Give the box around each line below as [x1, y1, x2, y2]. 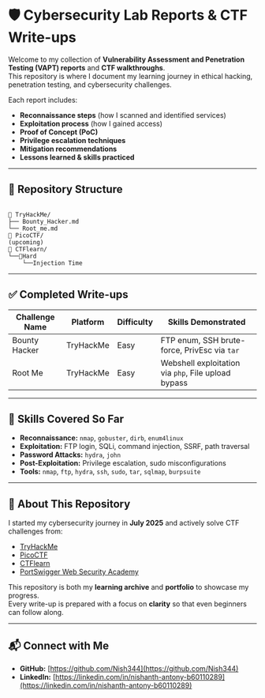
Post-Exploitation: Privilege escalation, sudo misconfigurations [19, 458, 226, 468]
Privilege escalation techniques [19, 135, 126, 145]
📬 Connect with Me [8, 639, 109, 652]
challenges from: [8, 526, 63, 536]
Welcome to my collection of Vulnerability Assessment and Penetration [8, 55, 245, 64]
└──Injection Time [22, 258, 83, 267]
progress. [8, 590, 39, 601]
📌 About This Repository [8, 497, 131, 511]
